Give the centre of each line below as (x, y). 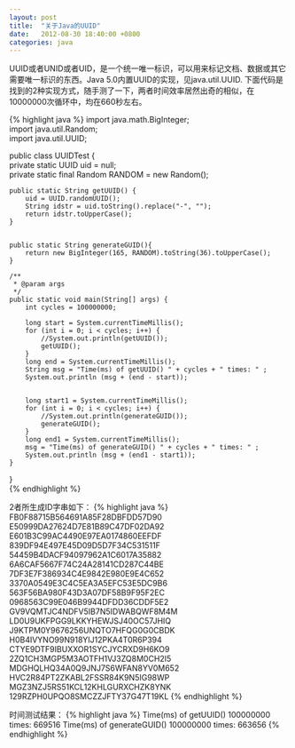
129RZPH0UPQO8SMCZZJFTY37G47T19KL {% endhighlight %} (126, 696)
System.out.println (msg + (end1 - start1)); (111, 455)
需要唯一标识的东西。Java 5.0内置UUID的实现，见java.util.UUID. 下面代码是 (146, 80)
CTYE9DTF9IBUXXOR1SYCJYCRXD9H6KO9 (89, 649)
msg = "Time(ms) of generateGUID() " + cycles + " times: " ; (142, 448)
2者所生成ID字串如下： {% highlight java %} (89, 507)
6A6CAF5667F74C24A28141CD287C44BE (86, 564)
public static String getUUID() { (73, 191)
